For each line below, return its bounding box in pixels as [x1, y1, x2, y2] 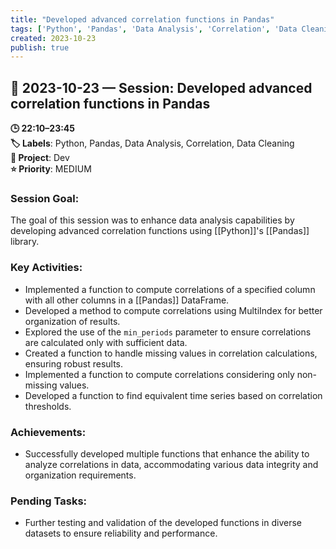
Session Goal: [10, 191, 80, 205]
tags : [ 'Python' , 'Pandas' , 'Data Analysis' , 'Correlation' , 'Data [10, 24, 298, 34]
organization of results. [24, 315, 121, 327]
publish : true [10, 42, 70, 53]
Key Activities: [10, 261, 83, 275]
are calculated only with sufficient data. [24, 336, 188, 348]
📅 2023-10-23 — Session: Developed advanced [10, 79, 313, 96]
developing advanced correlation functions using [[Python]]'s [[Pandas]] [10, 225, 310, 237]
